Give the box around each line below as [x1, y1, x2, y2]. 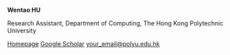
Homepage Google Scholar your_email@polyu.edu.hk [7, 40, 161, 47]
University [7, 27, 37, 34]
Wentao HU [7, 6, 41, 14]
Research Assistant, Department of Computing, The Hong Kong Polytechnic [7, 19, 224, 27]
